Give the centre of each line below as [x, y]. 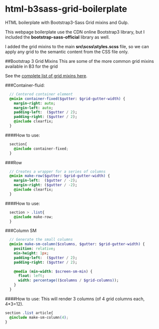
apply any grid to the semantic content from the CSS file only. [67, 52]
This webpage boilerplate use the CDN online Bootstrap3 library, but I [75, 32]
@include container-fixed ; [41, 149]
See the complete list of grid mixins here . [46, 76]
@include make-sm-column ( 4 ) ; [39, 317]
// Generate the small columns [41, 240]
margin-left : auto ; [34, 108]
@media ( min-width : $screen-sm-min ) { [53, 271]
